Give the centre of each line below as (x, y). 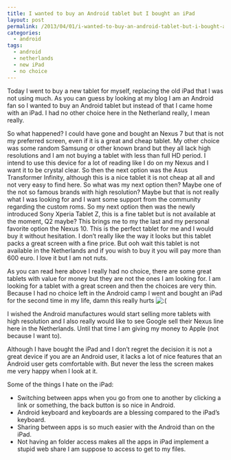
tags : (15, 45)
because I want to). (34, 335)
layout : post (26, 20)
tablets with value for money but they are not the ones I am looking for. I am (114, 278)
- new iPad (29, 65)
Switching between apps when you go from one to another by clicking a (119, 397)
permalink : (23, 26)
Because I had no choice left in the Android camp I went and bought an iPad (115, 293)
